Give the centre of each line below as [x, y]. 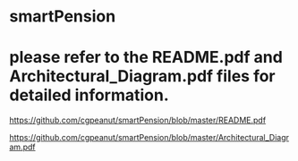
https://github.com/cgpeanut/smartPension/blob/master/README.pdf [138, 120]
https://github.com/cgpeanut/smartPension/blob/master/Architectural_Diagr [149, 138]
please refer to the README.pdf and [146, 58]
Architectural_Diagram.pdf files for [142, 76]
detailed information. [89, 95]
